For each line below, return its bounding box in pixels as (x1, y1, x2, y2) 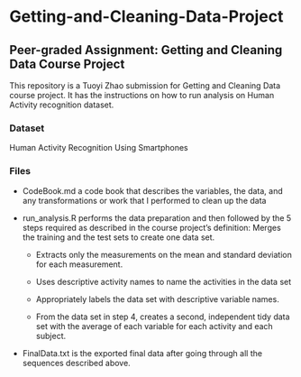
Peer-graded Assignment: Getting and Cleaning (9, 42, 283, 58)
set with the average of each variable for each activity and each (35, 320, 273, 331)
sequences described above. (22, 357, 131, 368)
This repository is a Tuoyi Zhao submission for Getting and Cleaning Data (9, 80, 281, 91)
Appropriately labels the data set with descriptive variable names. (35, 293, 279, 304)
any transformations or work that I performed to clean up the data (22, 195, 267, 206)
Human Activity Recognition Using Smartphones (9, 143, 188, 153)
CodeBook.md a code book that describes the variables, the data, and (22, 185, 283, 196)
